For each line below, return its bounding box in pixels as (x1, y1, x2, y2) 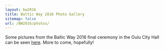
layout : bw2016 (5, 7, 36, 12)
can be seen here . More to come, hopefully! (5, 40, 94, 46)
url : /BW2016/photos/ (5, 21, 50, 26)
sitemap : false (5, 16, 36, 21)
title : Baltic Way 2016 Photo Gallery (5, 12, 85, 17)
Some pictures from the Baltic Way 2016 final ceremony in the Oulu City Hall (5, 34, 160, 40)
